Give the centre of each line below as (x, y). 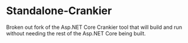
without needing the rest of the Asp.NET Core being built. (76, 33)
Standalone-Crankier (59, 11)
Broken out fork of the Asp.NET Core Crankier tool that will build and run (94, 27)
